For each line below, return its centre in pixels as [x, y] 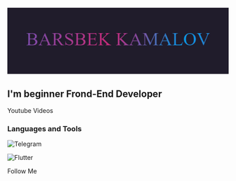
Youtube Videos [31, 110]
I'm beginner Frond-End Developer [85, 94]
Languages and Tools [45, 128]
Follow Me [22, 171]
